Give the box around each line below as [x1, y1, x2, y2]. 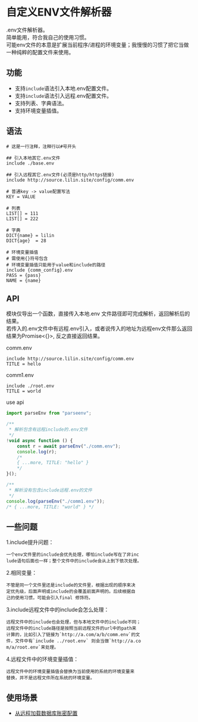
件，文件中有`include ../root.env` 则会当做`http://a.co [6, 638, 142, 644]
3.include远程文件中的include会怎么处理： [6, 606, 109, 614]
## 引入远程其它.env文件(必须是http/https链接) [6, 172, 115, 178]
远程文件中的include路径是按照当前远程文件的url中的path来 [6, 625, 137, 631]
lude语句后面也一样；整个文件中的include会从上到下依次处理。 [6, 558, 142, 564]
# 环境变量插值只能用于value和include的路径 [6, 262, 106, 268]
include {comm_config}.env [6, 267, 73, 273]
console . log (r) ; [17, 449, 58, 455]
